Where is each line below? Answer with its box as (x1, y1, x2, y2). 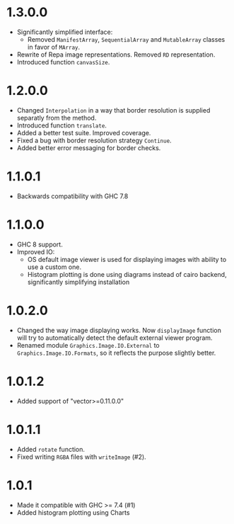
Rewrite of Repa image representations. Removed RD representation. (16, 50, 216, 59)
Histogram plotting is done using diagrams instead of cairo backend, (27, 270, 227, 278)
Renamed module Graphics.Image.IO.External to (16, 341, 160, 349)
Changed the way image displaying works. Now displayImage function (16, 326, 222, 334)
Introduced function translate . (16, 121, 107, 130)
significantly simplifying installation (27, 278, 130, 286)
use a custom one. (27, 263, 82, 271)
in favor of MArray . (27, 42, 81, 51)
